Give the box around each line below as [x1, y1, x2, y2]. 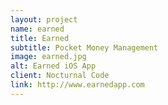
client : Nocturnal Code [10, 71, 110, 81]
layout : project [10, 14, 78, 25]
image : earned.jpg [10, 52, 87, 62]
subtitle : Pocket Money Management [10, 42, 159, 53]
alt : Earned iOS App [10, 61, 97, 71]
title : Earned [10, 33, 70, 43]
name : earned [10, 24, 65, 34]
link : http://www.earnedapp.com [10, 80, 145, 90]
